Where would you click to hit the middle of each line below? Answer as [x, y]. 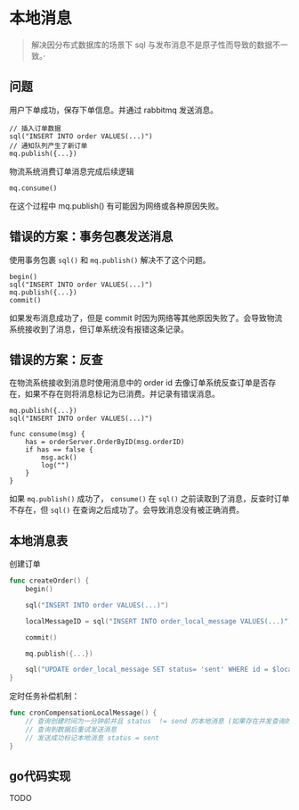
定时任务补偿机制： [44, 696]
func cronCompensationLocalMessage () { [83, 713]
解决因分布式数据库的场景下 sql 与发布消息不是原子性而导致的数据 [152, 45]
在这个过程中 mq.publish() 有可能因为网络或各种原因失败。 [117, 205]
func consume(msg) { [48, 434]
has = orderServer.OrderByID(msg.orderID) [105, 442]
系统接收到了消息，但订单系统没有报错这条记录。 [99, 329]
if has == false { [59, 450]
